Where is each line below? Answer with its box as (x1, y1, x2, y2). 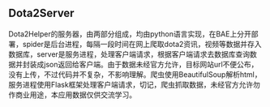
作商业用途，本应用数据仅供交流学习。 (8, 89, 136, 100)
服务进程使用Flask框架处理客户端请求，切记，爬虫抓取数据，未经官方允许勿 (8, 79, 261, 89)
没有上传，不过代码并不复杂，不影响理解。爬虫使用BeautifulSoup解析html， (8, 69, 262, 79)
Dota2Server (8, 6, 75, 20)
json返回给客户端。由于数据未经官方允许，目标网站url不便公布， (43, 59, 259, 69)
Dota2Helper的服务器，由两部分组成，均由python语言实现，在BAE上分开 (8, 28, 251, 39)
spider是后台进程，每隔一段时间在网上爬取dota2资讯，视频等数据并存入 (22, 39, 262, 49)
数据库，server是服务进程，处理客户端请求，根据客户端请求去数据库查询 (8, 49, 251, 59)
